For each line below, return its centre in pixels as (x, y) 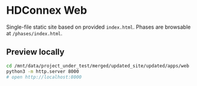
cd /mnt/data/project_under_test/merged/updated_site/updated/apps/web (98, 66)
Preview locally (35, 52)
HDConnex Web (47, 10)
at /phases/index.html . (35, 33)
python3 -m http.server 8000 (43, 71)
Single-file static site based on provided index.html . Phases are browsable (98, 27)
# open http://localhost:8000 (44, 77)
